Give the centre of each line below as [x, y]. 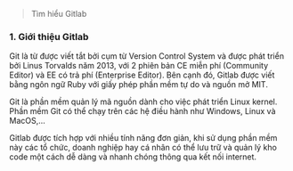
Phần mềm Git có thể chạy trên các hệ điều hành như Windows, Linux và [142, 111]
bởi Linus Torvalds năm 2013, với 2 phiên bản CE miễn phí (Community [139, 66]
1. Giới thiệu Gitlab [49, 37]
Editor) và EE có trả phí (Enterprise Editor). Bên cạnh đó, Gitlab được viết [142, 75]
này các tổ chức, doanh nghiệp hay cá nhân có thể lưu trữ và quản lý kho [143, 148]
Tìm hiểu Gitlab [59, 14]
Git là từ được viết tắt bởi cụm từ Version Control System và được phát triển [147, 56]
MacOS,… [28, 121]
